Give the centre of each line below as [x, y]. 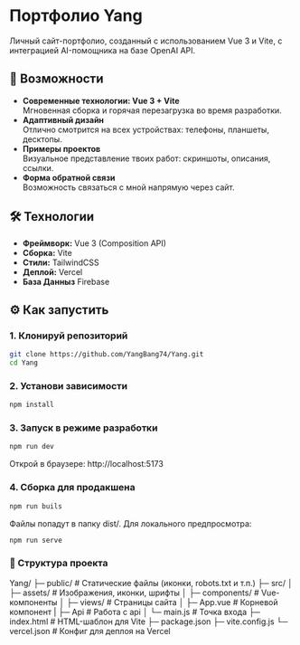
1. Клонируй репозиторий [69, 336]
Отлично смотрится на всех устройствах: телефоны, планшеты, [145, 129]
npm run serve [36, 540]
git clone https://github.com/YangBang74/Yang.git [107, 355]
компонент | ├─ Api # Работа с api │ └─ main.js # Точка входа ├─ [135, 612]
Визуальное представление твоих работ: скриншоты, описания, [146, 158]
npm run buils [36, 506]
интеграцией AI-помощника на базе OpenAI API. [103, 50]
